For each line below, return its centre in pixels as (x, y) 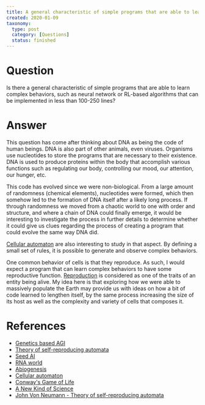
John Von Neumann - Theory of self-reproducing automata (89, 395)
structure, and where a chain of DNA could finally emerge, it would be (94, 212)
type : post (26, 29)
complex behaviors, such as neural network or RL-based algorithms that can (103, 94)
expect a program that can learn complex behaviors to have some (89, 269)
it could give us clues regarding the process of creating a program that (95, 225)
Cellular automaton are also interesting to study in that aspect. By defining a (102, 244)
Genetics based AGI (40, 343)
